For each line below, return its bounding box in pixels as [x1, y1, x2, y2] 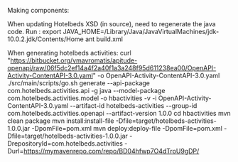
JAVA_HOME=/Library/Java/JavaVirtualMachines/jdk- [63, 28, 220, 36]
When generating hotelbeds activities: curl [7, 49, 131, 57]
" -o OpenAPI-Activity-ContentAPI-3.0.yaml [92, 71, 220, 80]
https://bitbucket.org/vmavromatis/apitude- [10, 56, 138, 65]
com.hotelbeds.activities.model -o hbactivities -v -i [7, 94, 157, 102]
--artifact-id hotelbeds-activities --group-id [70, 102, 198, 109]
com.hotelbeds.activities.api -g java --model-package [7, 87, 166, 94]
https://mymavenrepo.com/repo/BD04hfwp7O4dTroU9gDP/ [23, 147, 200, 155]
